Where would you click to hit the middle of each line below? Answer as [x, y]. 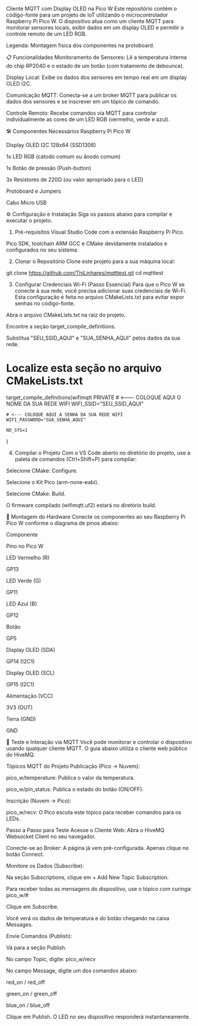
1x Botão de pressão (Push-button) [49, 168]
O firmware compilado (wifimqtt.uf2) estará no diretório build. [81, 505]
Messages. [20, 924]
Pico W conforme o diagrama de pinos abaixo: [63, 523]
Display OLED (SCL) [31, 673]
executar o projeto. [29, 220]
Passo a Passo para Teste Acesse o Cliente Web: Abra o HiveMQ [85, 830]
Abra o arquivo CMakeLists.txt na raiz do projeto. [66, 315]
